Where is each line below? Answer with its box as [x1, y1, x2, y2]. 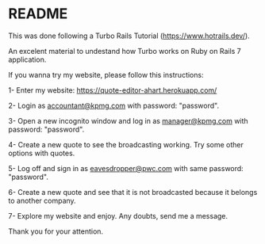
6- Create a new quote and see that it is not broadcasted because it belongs [8, 187, 258, 196]
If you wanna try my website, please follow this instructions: [8, 70, 204, 79]
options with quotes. [8, 148, 75, 158]
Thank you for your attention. [8, 227, 104, 236]
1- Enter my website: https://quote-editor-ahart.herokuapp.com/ [8, 85, 217, 95]
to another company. [8, 196, 77, 205]
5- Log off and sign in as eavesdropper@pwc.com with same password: [8, 163, 244, 173]
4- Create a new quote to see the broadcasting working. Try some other [8, 139, 244, 149]
